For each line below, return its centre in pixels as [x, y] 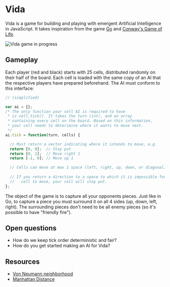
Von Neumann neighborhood [43, 274]
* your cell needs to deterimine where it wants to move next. [75, 126]
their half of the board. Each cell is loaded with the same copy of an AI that [83, 78]
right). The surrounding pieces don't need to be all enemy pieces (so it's [80, 207]
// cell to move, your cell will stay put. [59, 182]
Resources [23, 261]
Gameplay [22, 60]
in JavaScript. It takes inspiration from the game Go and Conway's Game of [84, 28]
